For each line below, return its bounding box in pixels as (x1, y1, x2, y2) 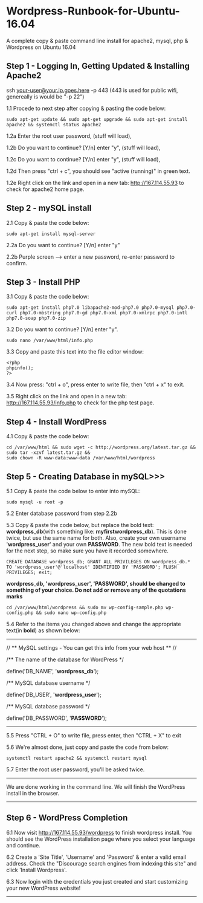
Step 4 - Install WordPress (6, 416, 107, 427)
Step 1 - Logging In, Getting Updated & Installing (6, 61, 190, 71)
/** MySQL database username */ (6, 679, 91, 687)
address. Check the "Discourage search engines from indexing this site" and (6, 859, 197, 867)
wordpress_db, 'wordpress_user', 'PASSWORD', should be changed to (6, 580, 185, 587)
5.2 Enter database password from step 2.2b (6, 510, 118, 517)
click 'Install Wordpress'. (6, 866, 67, 873)
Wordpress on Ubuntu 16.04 (6, 44, 76, 51)
